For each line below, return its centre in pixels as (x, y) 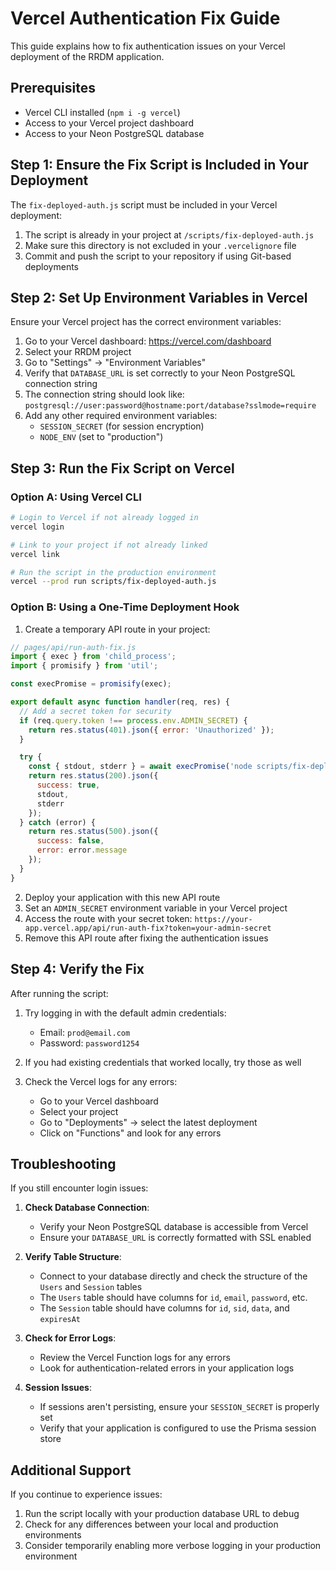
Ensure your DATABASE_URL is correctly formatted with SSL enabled (175, 1238)
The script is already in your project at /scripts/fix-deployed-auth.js (169, 234)
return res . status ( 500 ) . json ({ (93, 832)
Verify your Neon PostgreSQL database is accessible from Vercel (174, 1227)
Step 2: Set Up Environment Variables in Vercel (159, 297)
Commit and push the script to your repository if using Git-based (158, 256)
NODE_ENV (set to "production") (101, 437)
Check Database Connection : (87, 1208)
